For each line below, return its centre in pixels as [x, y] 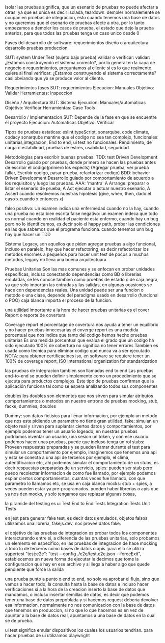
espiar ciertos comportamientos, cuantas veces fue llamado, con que [75, 478]
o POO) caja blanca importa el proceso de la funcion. [59, 300]
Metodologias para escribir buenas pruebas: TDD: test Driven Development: [82, 157]
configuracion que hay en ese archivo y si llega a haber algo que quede [78, 564]
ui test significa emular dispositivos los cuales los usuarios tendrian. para [79, 630]
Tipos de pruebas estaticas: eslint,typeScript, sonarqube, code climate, [77, 132]
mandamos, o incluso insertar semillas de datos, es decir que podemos [77, 594]
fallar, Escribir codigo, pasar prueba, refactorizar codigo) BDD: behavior [78, 173]
